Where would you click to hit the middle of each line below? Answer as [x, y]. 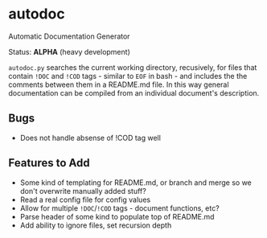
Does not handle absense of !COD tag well [90, 137]
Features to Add [49, 163]
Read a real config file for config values [85, 199]
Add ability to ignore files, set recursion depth [96, 225]
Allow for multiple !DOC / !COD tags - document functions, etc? [119, 208]
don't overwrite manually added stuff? [83, 191]
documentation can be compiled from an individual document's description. [134, 92]
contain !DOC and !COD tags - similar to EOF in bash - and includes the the [128, 76]
